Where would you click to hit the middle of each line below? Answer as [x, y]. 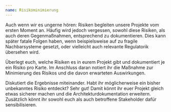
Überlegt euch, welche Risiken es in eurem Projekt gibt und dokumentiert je [85, 62]
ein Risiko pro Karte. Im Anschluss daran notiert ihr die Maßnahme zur [79, 67]
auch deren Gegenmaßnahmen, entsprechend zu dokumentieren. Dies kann [85, 35]
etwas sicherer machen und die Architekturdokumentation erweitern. [78, 94]
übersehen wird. [23, 52]
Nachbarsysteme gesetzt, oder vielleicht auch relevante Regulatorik [77, 46]
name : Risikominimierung [32, 10]
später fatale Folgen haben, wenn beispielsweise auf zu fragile [71, 41]
